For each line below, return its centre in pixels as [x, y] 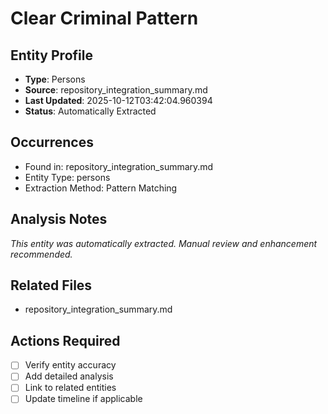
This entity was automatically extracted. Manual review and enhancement [164, 243]
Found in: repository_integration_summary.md [119, 166]
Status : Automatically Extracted [90, 111]
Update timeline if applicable [83, 399]
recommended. [41, 254]
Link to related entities [70, 388]
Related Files [51, 285]
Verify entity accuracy [70, 365]
